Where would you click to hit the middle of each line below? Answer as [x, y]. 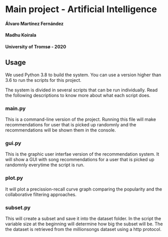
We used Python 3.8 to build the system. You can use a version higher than [83, 75]
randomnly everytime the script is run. [45, 165]
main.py [16, 108]
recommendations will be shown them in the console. [61, 130]
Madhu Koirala [21, 35]
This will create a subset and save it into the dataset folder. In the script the [83, 218]
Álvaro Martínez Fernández [35, 23]
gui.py [13, 143]
